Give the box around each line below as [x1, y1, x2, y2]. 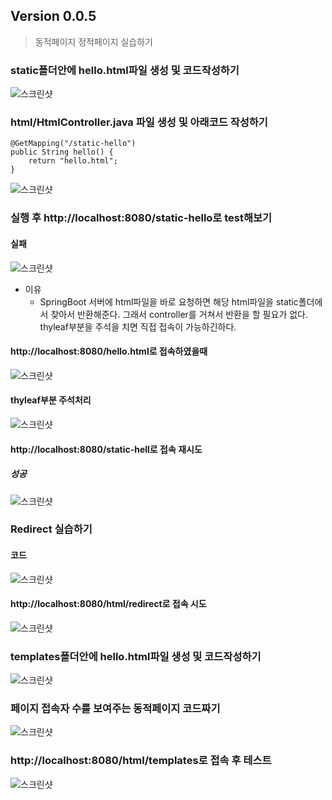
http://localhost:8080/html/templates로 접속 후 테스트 [10, 754, 272, 768]
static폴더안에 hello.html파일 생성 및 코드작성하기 [10, 63, 240, 77]
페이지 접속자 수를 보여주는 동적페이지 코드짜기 [10, 702, 221, 716]
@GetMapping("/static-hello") [10, 139, 137, 149]
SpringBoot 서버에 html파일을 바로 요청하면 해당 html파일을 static [39, 295, 299, 308]
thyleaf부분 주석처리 [10, 394, 92, 406]
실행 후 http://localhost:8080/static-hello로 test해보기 [10, 211, 273, 225]
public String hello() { [10, 147, 114, 158]
